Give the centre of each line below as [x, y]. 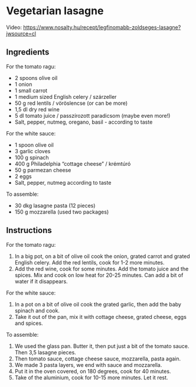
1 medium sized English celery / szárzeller [66, 96]
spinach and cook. [37, 310]
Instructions [29, 230]
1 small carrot [31, 91]
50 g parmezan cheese [43, 170]
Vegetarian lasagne [55, 11]
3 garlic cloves [32, 151]
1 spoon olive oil [34, 145]
